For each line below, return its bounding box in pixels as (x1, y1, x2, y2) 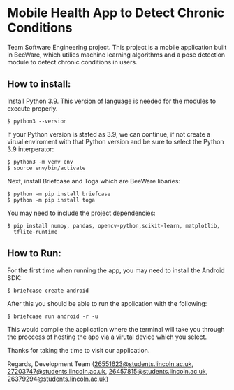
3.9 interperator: (7, 145, 54, 153)
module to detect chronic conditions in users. (7, 57, 138, 66)
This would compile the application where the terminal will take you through (7, 325, 225, 333)
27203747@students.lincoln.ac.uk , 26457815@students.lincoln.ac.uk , (7, 367, 208, 375)
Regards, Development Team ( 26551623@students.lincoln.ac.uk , (7, 359, 194, 368)
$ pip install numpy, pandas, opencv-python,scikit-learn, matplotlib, (7, 222, 220, 229)
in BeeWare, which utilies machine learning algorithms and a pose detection (7, 50, 226, 59)
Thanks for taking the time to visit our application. (7, 346, 150, 354)
